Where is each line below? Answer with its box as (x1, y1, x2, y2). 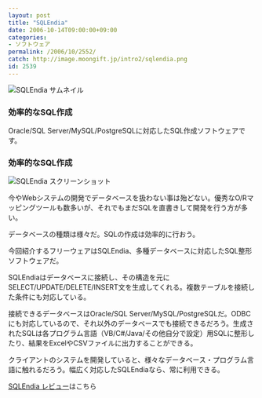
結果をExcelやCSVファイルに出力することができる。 (28, 338, 198, 348)
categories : (8, 33, 47, 42)
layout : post (8, 11, 51, 20)
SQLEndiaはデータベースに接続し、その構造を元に (8, 272, 170, 283)
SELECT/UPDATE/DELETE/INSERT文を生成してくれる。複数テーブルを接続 (8, 283, 249, 292)
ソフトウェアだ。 (8, 256, 64, 265)
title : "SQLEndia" (8, 19, 68, 27)
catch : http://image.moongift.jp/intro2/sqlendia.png (8, 56, 188, 64)
